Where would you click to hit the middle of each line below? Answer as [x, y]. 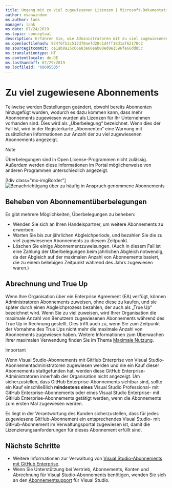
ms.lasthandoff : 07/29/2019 [35, 63]
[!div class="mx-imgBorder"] [36, 181]
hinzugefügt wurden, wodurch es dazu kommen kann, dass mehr [74, 112]
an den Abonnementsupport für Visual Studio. [61, 480]
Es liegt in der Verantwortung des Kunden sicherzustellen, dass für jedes [82, 413]
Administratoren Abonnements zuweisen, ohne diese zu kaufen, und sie [81, 302]
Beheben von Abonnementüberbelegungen [76, 202]
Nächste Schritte [33, 446]
